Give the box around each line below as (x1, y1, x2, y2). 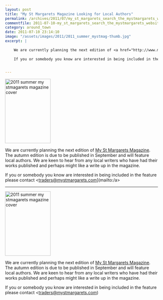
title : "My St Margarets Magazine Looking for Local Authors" (5, 12, 133, 16)
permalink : (5, 16, 27, 21)
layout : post (5, 7, 32, 12)
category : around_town (5, 25, 51, 30)
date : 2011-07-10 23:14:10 (5, 30, 60, 34)
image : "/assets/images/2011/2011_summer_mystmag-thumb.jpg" (5, 34, 131, 39)
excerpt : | (5, 39, 27, 44)
